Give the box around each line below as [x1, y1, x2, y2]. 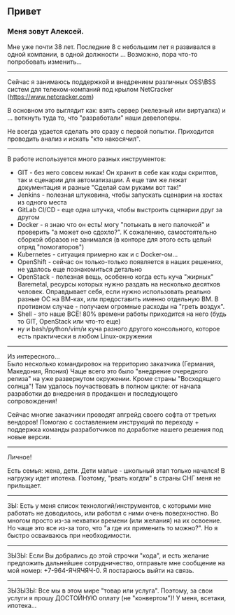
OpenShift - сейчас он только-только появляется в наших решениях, [17, 257, 224, 265]
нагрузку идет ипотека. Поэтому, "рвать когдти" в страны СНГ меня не [7, 474, 222, 482]
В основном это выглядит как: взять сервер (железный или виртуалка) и [7, 106, 226, 114]
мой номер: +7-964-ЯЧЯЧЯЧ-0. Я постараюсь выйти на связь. [7, 566, 194, 574]
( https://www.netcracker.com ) [7, 92, 94, 101]
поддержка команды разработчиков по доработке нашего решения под [7, 425, 224, 434]
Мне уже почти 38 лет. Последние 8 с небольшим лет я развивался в [7, 42, 216, 51]
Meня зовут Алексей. [7, 27, 84, 36]
